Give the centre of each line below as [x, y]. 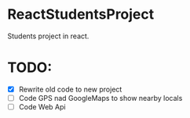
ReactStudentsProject [81, 14]
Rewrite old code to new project [70, 89]
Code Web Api [42, 107]
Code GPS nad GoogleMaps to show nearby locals [100, 98]
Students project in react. [48, 36]
